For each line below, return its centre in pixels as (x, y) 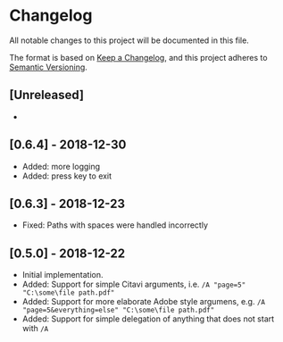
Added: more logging (61, 166)
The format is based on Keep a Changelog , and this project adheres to (138, 57)
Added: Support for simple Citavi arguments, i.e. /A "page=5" (134, 284)
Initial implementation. (63, 275)
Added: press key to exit (67, 176)
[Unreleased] (47, 95)
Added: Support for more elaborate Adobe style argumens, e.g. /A (144, 302)
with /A (35, 329)
